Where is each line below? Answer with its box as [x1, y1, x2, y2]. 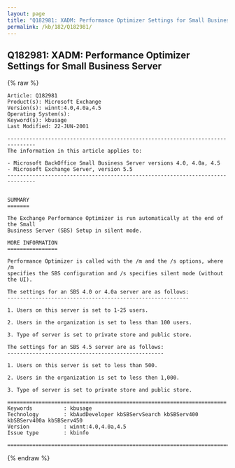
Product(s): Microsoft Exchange [7, 99, 101, 106]
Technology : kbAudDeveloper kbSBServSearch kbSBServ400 [7, 411, 199, 418]
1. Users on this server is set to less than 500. [7, 362, 158, 369]
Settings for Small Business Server [7, 60, 162, 72]
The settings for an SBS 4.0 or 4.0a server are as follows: [7, 289, 190, 296]
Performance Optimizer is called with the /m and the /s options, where [7, 258, 224, 265]
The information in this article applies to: [7, 148, 142, 155]
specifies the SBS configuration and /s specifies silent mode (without [7, 270, 224, 277]
